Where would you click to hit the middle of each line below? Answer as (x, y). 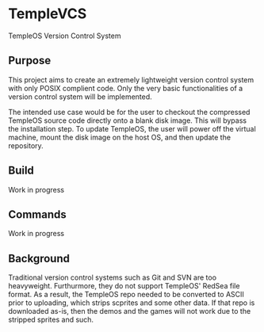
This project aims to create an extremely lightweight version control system (131, 79)
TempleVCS (48, 14)
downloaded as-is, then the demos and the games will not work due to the (130, 311)
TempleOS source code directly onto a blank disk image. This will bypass (128, 120)
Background (39, 258)
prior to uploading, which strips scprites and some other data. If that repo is (132, 303)
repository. (26, 145)
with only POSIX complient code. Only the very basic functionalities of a (126, 88)
